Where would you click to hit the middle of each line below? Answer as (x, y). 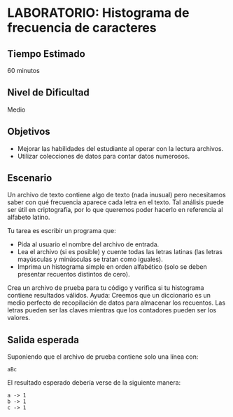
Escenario (30, 178)
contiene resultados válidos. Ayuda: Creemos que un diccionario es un (109, 296)
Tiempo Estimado (46, 54)
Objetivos (29, 132)
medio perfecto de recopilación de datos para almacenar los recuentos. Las (116, 303)
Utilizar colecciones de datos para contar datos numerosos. (104, 156)
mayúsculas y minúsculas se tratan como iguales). (90, 259)
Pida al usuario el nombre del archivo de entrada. (88, 244)
